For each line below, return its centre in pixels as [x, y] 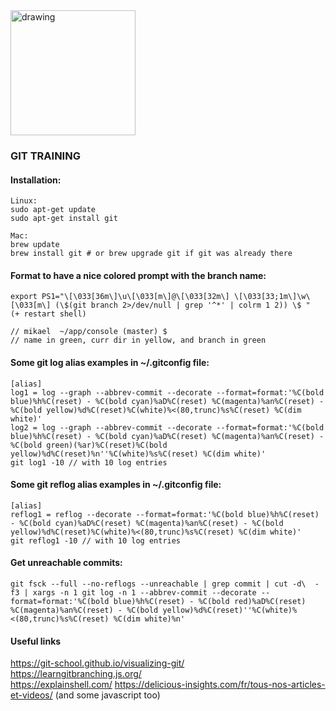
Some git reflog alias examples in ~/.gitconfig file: [116, 485]
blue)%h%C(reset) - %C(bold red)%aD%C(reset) [210, 601]
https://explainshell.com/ [61, 685]
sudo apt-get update [53, 210]
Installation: [36, 180]
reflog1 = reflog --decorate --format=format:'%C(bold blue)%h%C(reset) [165, 514]
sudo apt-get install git [64, 219]
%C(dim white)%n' [149, 619]
